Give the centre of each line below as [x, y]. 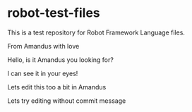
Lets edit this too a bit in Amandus [57, 87]
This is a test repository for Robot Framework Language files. [96, 32]
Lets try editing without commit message [67, 101]
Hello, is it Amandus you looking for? [61, 60]
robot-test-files [54, 13]
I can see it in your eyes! [43, 73]
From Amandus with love [43, 46]
